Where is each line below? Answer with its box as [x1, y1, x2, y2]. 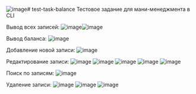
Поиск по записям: [6, 70, 55, 77]
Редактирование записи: [6, 58, 69, 65]
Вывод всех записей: [6, 24, 60, 30]
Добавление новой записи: [6, 46, 75, 54]
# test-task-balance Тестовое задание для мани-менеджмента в [27, 6, 191, 12]
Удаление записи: [6, 81, 52, 88]
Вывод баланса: [6, 35, 47, 42]
